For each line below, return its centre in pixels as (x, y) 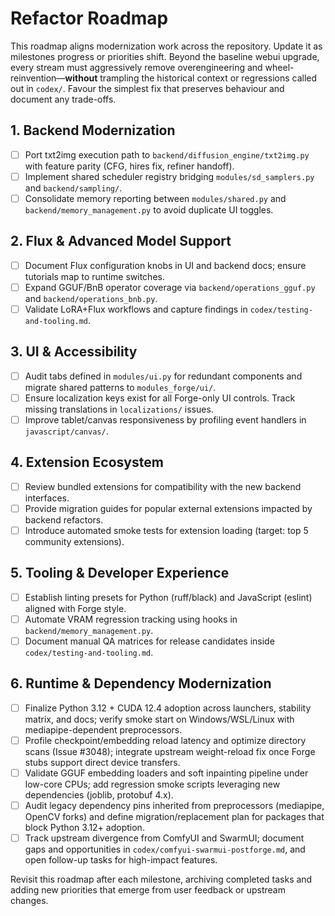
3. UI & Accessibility (74, 352)
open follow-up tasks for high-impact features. (121, 860)
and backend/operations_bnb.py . (91, 298)
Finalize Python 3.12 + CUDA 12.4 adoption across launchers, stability (168, 708)
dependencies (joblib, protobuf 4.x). (99, 794)
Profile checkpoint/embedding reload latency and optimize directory (165, 740)
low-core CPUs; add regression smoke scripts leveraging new (152, 784)
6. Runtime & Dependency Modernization (141, 683)
